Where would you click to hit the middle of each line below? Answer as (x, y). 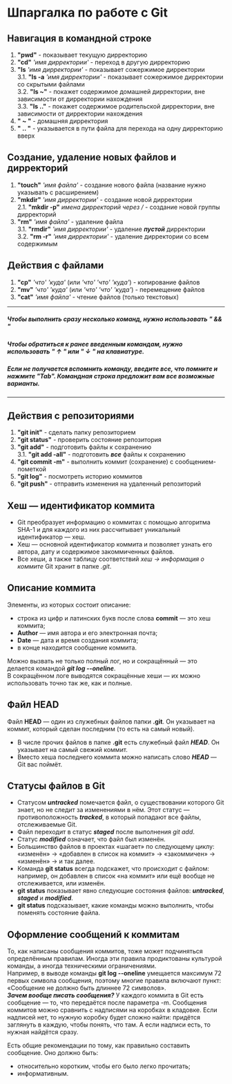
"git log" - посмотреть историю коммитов (80, 477)
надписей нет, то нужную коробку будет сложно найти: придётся (104, 1018)
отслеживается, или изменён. (61, 883)
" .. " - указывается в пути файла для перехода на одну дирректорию (120, 128)
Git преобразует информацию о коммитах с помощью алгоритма (114, 522)
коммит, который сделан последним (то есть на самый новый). (101, 728)
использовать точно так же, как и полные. (70, 683)
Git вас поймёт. (40, 764)
